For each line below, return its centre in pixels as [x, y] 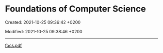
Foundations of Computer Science [76, 9]
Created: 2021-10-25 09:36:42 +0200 [43, 22]
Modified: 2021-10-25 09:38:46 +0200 [44, 31]
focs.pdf [13, 45]
